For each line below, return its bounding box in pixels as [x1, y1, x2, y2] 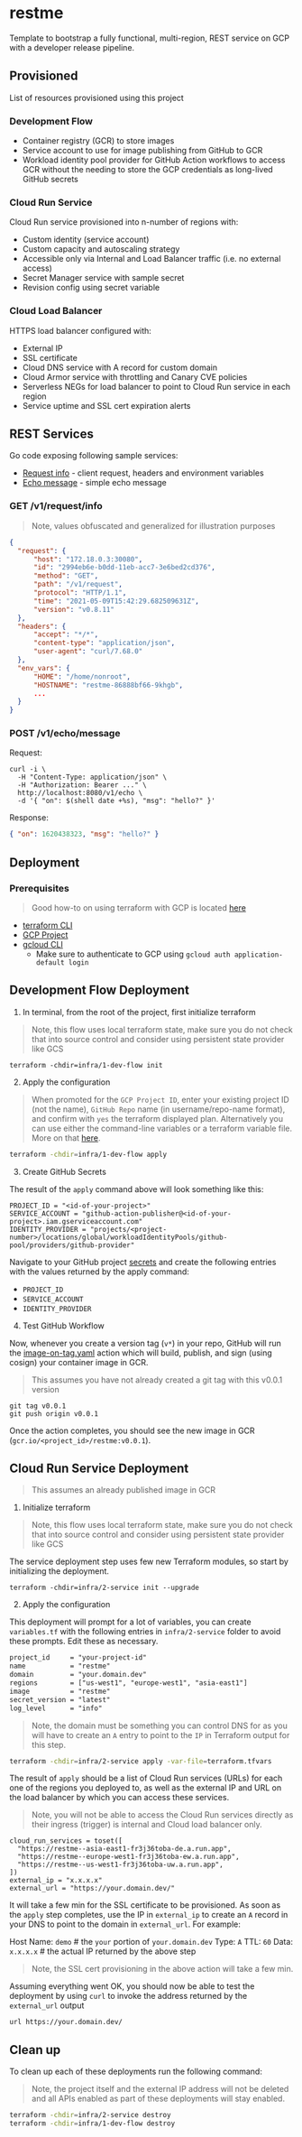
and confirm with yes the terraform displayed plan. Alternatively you [31, 1113, 284, 1124]
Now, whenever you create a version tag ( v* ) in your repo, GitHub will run [9, 1337, 281, 1348]
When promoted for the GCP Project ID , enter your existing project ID [31, 1094, 290, 1105]
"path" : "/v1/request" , [32, 580, 124, 589]
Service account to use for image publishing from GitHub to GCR [22, 145, 263, 156]
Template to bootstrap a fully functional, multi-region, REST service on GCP [9, 32, 290, 43]
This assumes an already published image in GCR [31, 1485, 216, 1495]
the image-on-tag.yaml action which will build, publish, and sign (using [9, 1347, 272, 1358]
